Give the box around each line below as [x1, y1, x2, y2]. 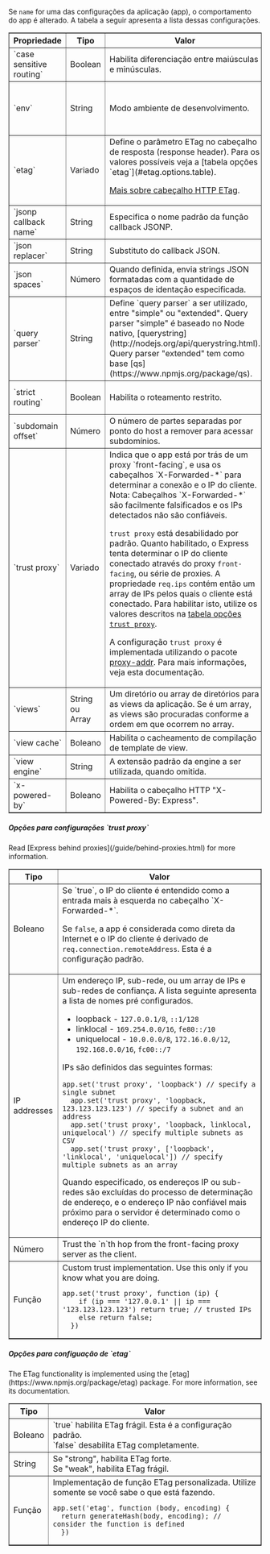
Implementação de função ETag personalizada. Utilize [52, 1477, 256, 1488]
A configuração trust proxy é [109, 637, 223, 647]
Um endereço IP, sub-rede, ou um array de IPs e [62, 974, 247, 986]
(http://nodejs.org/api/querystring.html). [109, 338, 261, 349]
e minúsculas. [109, 64, 162, 75]
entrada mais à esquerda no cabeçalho [62, 895, 210, 906]
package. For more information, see [139, 1377, 258, 1387]
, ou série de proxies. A [133, 568, 221, 579]
